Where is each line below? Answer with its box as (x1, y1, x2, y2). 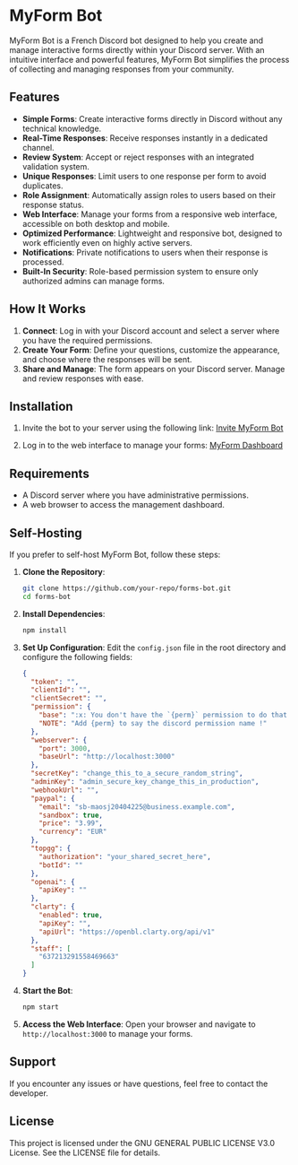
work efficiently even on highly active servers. (21, 237, 192, 248)
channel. (21, 142, 55, 152)
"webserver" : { (30, 735, 88, 744)
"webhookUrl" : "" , (30, 786, 99, 795)
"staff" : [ (30, 943, 72, 953)
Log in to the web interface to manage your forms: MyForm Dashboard (21, 440, 284, 451)
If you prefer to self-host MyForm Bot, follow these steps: (9, 549, 221, 560)
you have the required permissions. (21, 335, 153, 345)
